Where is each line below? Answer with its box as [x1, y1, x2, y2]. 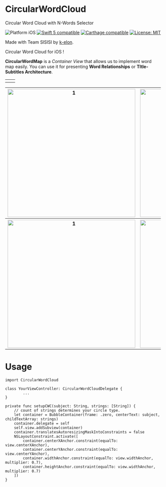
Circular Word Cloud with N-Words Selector [5, 20, 94, 26]
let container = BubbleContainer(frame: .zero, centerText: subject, [14, 412, 161, 417]
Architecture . [25, 68, 53, 75]
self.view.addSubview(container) [14, 425, 83, 430]
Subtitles [5, 68, 24, 75]
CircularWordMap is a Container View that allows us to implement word [5, 58, 152, 64]
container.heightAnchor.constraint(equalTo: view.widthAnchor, [23, 464, 156, 469]
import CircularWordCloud [5, 377, 58, 382]
